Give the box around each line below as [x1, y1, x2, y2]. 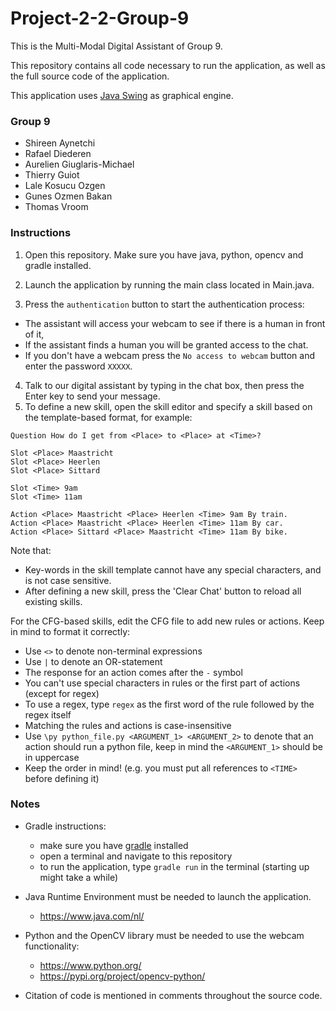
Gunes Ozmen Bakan [24, 190, 113, 202]
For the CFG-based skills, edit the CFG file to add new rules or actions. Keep [10, 615, 325, 627]
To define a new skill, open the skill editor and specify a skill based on [24, 400, 313, 412]
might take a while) [39, 871, 119, 883]
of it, [24, 328, 45, 340]
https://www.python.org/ [39, 959, 142, 971]
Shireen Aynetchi [24, 137, 96, 149]
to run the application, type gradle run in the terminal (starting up [39, 860, 310, 872]
